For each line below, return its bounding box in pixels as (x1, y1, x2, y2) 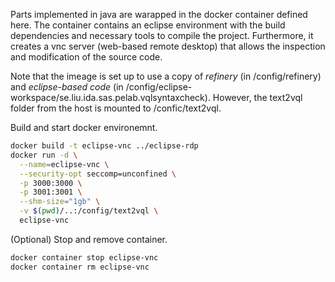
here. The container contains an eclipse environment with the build (10, 19, 286, 31)
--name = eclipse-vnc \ (19, 159, 110, 169)
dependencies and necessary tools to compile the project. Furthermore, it (10, 30, 314, 41)
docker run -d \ (10, 150, 78, 160)
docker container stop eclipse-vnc (10, 252, 159, 263)
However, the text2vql (212, 92, 303, 103)
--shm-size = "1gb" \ (19, 197, 101, 207)
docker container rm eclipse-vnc (10, 262, 150, 272)
